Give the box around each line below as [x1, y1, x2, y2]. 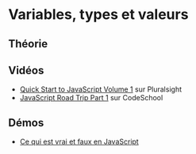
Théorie [8, 37, 48, 51]
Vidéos [8, 63, 44, 77]
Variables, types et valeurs [8, 6, 189, 24]
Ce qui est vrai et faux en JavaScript [19, 137, 139, 147]
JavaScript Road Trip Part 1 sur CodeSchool [19, 93, 163, 103]
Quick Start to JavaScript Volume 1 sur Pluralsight [19, 85, 183, 94]
